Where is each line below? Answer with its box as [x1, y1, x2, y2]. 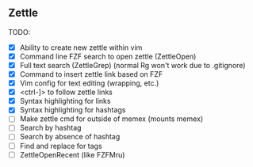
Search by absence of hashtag [19, 132, 121, 142]
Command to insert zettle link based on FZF [19, 70, 163, 78]
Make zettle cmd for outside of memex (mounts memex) [19, 114, 204, 123]
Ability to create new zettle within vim [19, 43, 143, 52]
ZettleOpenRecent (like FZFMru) [19, 150, 125, 159]
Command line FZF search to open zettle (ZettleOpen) [19, 51, 197, 61]
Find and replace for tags [19, 141, 102, 150]
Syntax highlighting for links [19, 97, 111, 106]
